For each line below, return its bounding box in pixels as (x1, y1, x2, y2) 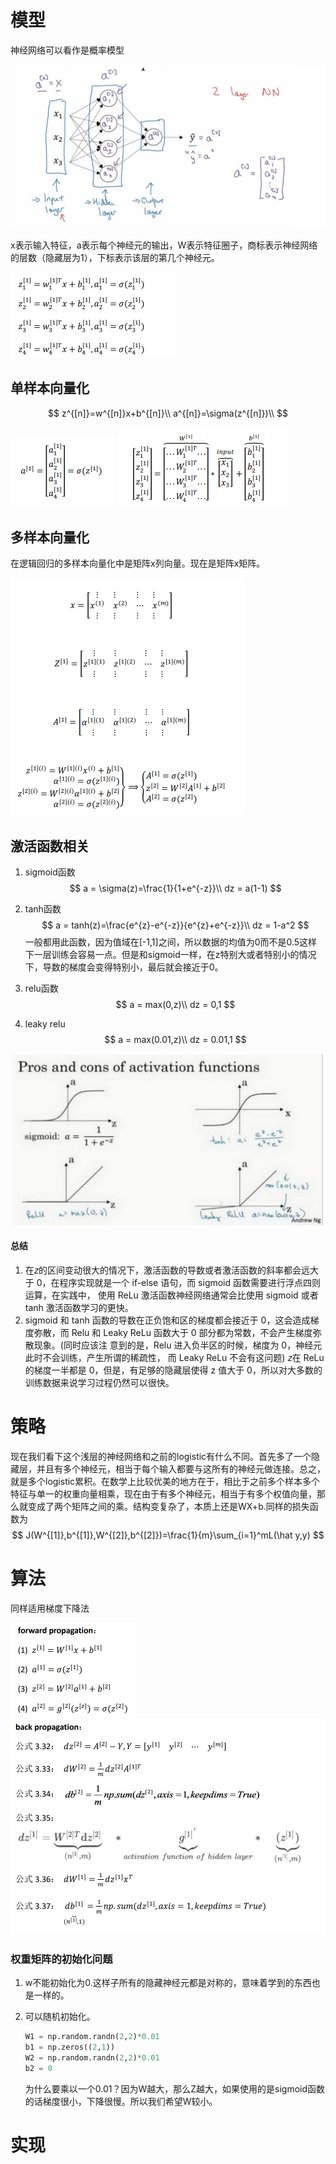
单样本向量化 (10, 380, 90, 397)
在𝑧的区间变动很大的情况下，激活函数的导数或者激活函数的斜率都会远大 (24, 1264, 320, 1276)
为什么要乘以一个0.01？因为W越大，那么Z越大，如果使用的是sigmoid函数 (24, 2082, 326, 2095)
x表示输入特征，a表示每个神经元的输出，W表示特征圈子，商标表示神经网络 (10, 239, 318, 251)
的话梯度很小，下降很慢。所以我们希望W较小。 (24, 2095, 218, 2107)
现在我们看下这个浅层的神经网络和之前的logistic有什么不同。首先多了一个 (10, 1451, 312, 1463)
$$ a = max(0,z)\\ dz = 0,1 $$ (115, 999, 236, 1011)
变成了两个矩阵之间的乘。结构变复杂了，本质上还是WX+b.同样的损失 (27, 1501, 310, 1513)
